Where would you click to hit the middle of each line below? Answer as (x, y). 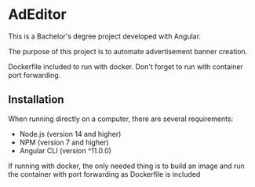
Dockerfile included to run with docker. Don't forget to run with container (126, 66)
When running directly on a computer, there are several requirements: (121, 119)
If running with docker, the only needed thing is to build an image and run (126, 166)
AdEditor (37, 15)
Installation (36, 100)
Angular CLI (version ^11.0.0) (66, 150)
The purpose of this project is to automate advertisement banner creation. (128, 51)
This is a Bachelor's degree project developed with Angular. (105, 36)
